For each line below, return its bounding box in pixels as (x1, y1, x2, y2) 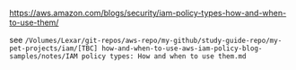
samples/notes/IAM (9, 52, 78, 61)
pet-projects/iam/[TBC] (9, 44, 99, 53)
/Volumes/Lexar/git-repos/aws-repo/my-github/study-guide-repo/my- (24, 36, 283, 45)
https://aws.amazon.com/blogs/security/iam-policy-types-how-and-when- (9, 8, 287, 18)
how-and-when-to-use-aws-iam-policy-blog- (101, 44, 263, 53)
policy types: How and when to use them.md (81, 52, 247, 61)
